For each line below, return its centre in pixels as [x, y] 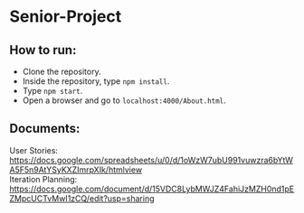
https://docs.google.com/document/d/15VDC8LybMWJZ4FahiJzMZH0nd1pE [152, 189]
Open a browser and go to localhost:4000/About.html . [124, 100]
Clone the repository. [62, 71]
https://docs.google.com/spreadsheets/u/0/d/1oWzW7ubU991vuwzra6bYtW [152, 160]
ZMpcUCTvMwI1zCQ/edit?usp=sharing [82, 198]
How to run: [43, 50]
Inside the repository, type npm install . [96, 81]
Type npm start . [52, 91]
